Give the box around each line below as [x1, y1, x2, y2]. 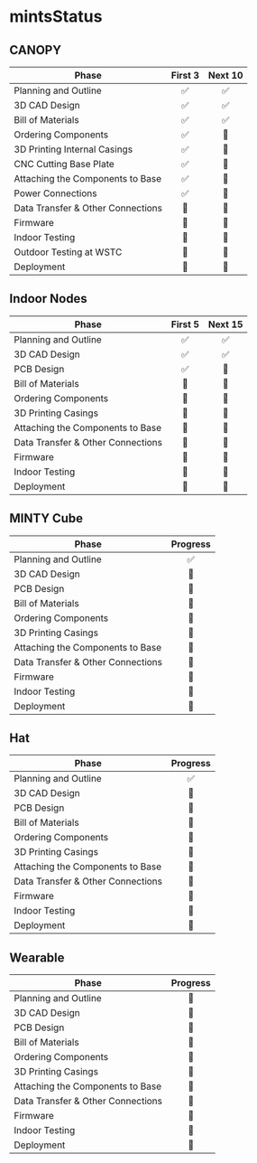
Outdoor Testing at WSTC [14, 246, 123, 258]
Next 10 [207, 70, 243, 81]
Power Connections [14, 187, 97, 200]
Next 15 [207, 318, 243, 331]
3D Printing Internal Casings [14, 143, 133, 155]
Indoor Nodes [9, 291, 87, 306]
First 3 [170, 70, 200, 81]
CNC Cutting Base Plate [14, 158, 115, 170]
